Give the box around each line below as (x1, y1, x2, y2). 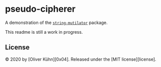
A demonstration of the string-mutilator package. (5, 20, 108, 25)
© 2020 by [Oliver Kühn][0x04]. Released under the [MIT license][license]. (5, 56, 157, 62)
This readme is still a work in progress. (5, 29, 83, 35)
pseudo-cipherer (5, 3, 76, 15)
